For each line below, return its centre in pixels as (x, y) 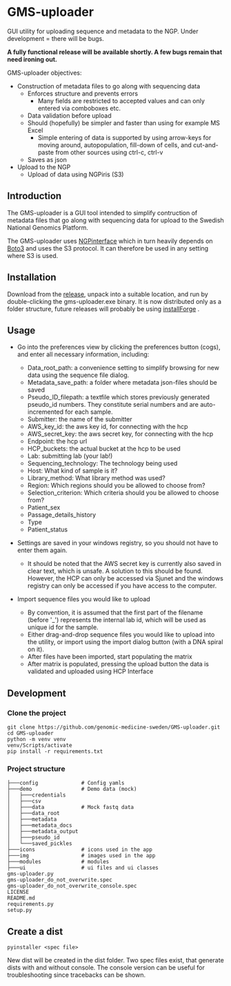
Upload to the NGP (44, 167)
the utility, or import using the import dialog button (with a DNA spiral (125, 642)
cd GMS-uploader (30, 733)
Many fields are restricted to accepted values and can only (121, 100)
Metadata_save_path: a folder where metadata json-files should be (122, 383)
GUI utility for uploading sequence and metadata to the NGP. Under (103, 31)
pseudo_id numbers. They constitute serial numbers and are (113, 405)
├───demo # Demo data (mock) (72, 789)
